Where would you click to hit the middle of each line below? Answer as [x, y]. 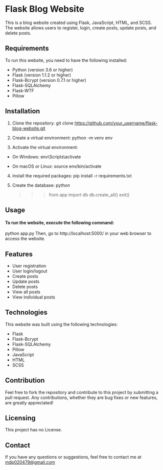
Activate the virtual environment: [45, 147]
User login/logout [30, 271]
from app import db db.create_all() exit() [89, 195]
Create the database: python [41, 185]
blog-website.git [29, 128]
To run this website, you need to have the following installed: [66, 60]
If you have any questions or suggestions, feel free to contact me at [73, 457]
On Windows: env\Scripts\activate [47, 157]
